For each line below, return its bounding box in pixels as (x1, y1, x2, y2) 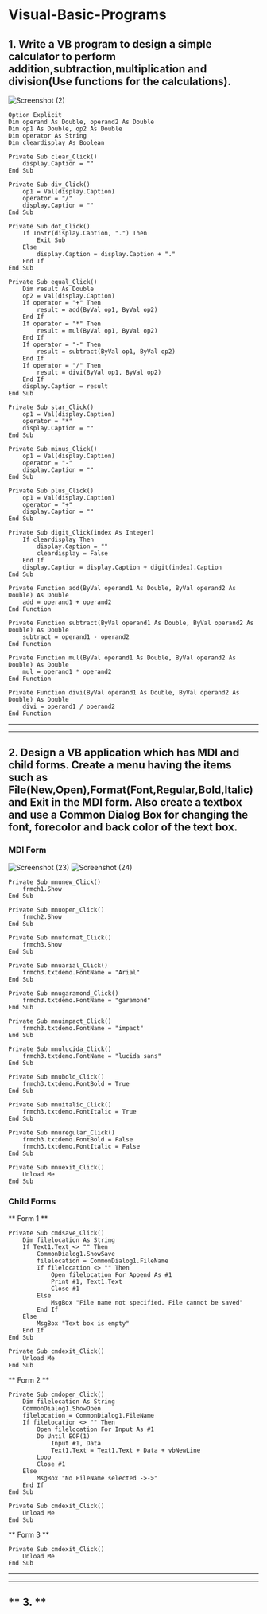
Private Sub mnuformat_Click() (8, 933, 112, 942)
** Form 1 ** (8, 1213, 48, 1223)
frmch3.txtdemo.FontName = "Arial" (22, 968, 141, 976)
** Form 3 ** (8, 1530, 50, 1539)
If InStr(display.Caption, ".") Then (22, 229, 148, 237)
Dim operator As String (8, 132, 87, 140)
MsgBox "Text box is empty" (37, 1319, 130, 1328)
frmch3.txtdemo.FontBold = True (22, 1079, 130, 1087)
